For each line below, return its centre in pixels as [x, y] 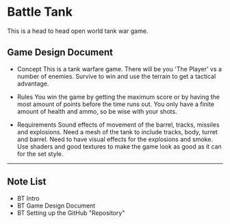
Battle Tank [40, 12]
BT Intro [28, 198]
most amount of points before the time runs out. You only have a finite [115, 104]
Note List [27, 182]
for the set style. [40, 153]
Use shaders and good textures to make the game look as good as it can [119, 146]
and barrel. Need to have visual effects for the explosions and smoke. [115, 139]
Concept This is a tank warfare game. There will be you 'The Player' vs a [119, 69]
